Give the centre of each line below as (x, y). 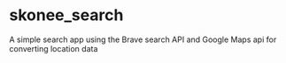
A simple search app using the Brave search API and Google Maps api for (143, 39)
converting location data (54, 48)
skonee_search (66, 15)
